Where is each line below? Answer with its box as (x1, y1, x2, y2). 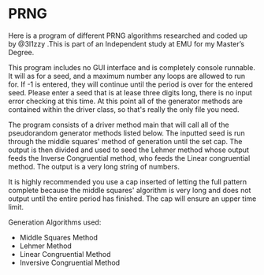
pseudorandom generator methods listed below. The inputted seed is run (8, 128, 246, 138)
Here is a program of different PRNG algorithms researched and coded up (8, 31, 248, 40)
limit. (8, 202, 24, 211)
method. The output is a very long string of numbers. (8, 162, 180, 171)
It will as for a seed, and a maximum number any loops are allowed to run (8, 71, 246, 80)
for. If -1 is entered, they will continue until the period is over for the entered (8, 80, 254, 89)
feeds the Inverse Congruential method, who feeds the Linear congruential (8, 153, 251, 162)
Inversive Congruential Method (19, 258, 121, 267)
